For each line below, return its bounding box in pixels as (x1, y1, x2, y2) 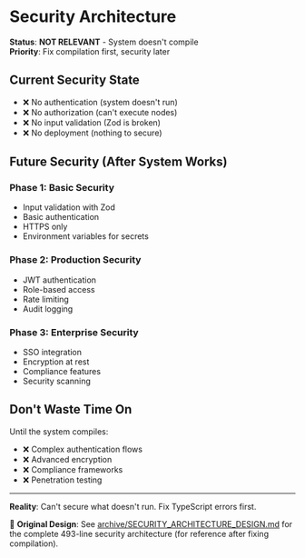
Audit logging (22, 303, 74, 314)
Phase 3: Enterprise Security (9, 325, 139, 338)
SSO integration (22, 347, 83, 358)
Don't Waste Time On (9, 402, 133, 417)
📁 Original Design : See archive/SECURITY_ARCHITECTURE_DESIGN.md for (9, 518, 293, 529)
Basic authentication (22, 212, 100, 223)
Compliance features (22, 366, 102, 377)
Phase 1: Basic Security (9, 182, 115, 194)
